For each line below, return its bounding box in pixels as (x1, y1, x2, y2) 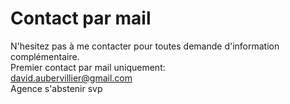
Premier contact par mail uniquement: (10, 61, 166, 73)
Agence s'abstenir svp (10, 82, 103, 94)
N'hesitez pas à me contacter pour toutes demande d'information (10, 40, 280, 52)
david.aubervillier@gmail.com (10, 72, 133, 84)
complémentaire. (10, 50, 80, 62)
